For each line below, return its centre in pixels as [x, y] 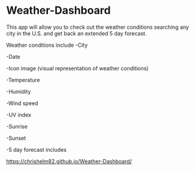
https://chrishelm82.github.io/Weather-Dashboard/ [69, 161]
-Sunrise [17, 126]
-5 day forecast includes [37, 149]
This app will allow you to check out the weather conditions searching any [97, 27]
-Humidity [19, 91]
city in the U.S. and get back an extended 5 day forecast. [76, 33]
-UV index [19, 115]
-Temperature [23, 80]
